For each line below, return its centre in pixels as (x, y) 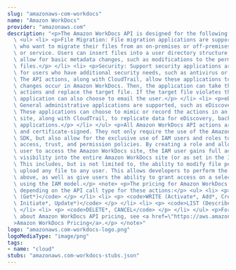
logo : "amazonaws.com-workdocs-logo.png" (69, 229)
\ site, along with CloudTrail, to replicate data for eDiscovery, (114, 118)
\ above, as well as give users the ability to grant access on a (113, 177)
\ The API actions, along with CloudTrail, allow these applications (117, 79)
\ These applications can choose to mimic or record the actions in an (121, 112)
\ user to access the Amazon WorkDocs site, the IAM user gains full (117, 151)
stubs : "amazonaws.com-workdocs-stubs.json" (73, 256)
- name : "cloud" (31, 249)
